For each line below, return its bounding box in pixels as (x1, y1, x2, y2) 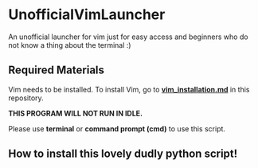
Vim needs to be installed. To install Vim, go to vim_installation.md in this (8, 84, 250, 94)
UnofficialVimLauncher (8, 6, 166, 24)
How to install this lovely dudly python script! (8, 147, 238, 161)
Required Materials (8, 64, 105, 77)
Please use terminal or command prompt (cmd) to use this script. (8, 123, 225, 133)
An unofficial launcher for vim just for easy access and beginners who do (8, 32, 248, 41)
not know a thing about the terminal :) (8, 40, 131, 49)
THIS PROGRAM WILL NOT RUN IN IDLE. (8, 108, 143, 118)
